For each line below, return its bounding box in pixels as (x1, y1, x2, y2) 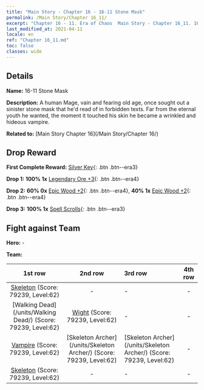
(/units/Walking (12, 308, 56, 316)
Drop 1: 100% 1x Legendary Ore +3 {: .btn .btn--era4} (6, 176, 140, 183)
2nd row (80, 269, 104, 278)
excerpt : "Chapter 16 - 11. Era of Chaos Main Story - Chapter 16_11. (6, 20, 191, 26)
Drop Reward (6, 147, 56, 158)
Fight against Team (6, 223, 81, 233)
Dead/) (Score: (13, 316, 56, 324)
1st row (23, 269, 46, 278)
